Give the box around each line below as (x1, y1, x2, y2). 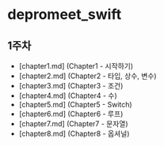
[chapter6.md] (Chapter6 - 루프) (18, 109, 124, 118)
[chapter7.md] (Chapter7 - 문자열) (18, 119, 128, 128)
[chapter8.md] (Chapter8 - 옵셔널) (18, 129, 130, 138)
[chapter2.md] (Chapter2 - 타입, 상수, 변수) (18, 71, 157, 80)
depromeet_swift (7, 6, 122, 24)
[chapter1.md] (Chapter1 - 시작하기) (18, 62, 134, 70)
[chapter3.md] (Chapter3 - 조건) (18, 81, 124, 90)
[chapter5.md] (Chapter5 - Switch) (18, 100, 132, 109)
